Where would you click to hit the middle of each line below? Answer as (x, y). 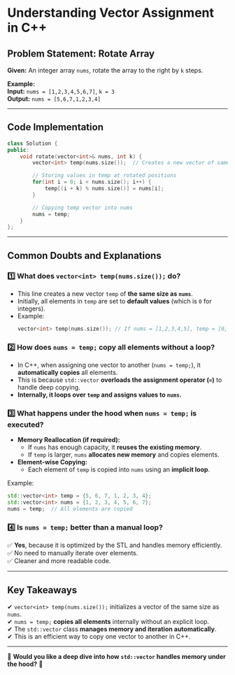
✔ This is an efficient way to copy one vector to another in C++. (99, 637)
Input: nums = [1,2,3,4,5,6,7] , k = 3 (61, 91)
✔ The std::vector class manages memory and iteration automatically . (112, 629)
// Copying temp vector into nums (83, 208)
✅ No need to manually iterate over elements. (73, 553)
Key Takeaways (42, 590)
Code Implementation (55, 127)
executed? (26, 425)
